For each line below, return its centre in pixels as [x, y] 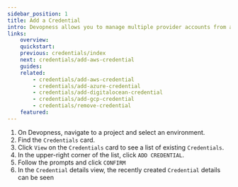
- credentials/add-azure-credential [87, 86]
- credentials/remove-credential [82, 106]
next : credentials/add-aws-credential [77, 60]
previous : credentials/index [63, 54]
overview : [35, 40]
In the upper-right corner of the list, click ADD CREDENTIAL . [101, 155]
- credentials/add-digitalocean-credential [98, 92]
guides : [31, 66]
